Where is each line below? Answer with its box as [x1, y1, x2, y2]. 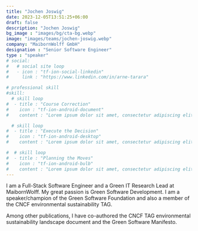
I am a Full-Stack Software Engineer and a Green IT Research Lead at [6, 182, 174, 189]
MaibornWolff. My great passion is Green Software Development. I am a [6, 189, 180, 196]
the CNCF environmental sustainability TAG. [6, 201, 113, 208]
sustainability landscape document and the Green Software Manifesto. [6, 219, 177, 226]
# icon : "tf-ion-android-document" [6, 106, 104, 112]
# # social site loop [6, 63, 65, 69]
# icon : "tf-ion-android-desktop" [6, 133, 101, 140]
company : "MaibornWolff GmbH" [6, 42, 81, 48]
